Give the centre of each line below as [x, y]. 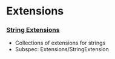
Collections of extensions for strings [60, 43]
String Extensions [33, 30]
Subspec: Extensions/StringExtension [62, 49]
